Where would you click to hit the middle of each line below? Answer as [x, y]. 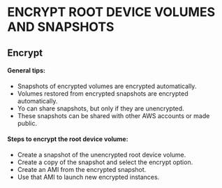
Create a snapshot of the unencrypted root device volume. [102, 154]
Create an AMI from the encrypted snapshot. [82, 169]
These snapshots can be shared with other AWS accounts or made [113, 115]
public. [27, 123]
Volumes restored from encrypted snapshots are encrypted [103, 93]
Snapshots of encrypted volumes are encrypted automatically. [107, 86]
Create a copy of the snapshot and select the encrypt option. [105, 162]
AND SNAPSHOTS [61, 27]
